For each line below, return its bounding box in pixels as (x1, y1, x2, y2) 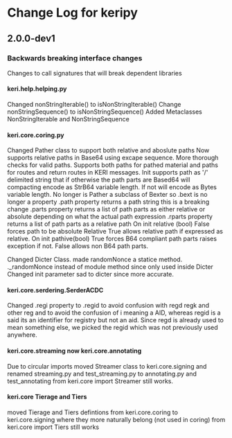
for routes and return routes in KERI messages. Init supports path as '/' (7, 168, 208, 177)
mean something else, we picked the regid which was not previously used (7, 324, 218, 332)
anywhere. (7, 331, 37, 339)
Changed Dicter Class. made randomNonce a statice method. (7, 255, 183, 264)
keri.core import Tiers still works (7, 423, 99, 431)
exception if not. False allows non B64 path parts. (7, 242, 149, 250)
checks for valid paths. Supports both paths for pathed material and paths (7, 161, 218, 169)
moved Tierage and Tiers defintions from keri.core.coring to (7, 408, 179, 417)
